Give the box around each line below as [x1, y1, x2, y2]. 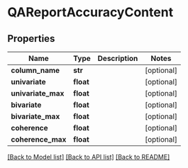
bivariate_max [11, 111, 60, 121]
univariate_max [11, 89, 65, 98]
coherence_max [11, 135, 67, 144]
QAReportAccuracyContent [7, 4, 174, 21]
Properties [7, 33, 55, 45]
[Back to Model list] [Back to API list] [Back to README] [7, 153, 170, 161]
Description [97, 54, 138, 63]
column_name [11, 65, 60, 75]
